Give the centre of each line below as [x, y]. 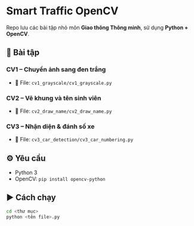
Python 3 [26, 173]
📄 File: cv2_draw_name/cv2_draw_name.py [63, 111]
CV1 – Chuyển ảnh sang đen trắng [56, 70]
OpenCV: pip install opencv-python [60, 179]
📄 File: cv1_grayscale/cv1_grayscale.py [63, 82]
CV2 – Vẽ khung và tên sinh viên [54, 98]
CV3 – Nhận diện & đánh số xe [50, 126]
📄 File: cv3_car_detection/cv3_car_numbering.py [74, 140]
